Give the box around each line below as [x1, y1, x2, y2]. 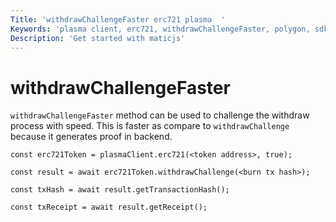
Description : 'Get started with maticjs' [10, 33, 186, 43]
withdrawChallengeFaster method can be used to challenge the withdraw [10, 109, 310, 121]
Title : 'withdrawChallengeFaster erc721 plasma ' [10, 14, 226, 25]
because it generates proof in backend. [10, 131, 173, 143]
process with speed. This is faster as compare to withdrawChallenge [10, 120, 290, 132]
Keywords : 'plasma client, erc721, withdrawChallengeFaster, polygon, [10, 24, 311, 34]
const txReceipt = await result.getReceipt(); [10, 202, 208, 213]
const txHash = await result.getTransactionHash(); [10, 185, 230, 195]
